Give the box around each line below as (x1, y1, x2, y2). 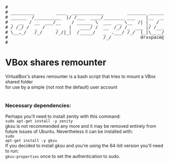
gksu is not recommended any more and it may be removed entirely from (5, 123, 156, 129)
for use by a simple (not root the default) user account (5, 84, 118, 90)
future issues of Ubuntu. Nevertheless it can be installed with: (5, 128, 133, 135)
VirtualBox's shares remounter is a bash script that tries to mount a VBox (5, 73, 156, 79)
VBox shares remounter (5, 57, 107, 68)
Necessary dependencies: (5, 102, 71, 109)
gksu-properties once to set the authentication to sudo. (5, 153, 121, 159)
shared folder (5, 78, 33, 85)
